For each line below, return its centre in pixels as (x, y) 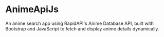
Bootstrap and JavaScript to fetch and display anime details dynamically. (82, 28)
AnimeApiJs (32, 9)
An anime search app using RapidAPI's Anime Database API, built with (80, 23)
